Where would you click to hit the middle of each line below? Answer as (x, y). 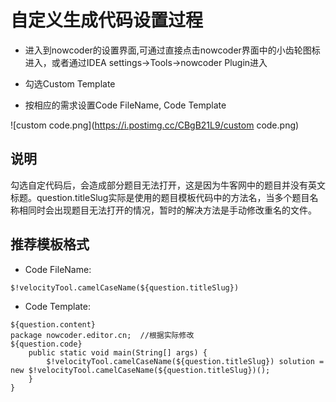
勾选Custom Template (70, 83)
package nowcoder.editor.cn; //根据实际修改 (102, 335)
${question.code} (46, 344)
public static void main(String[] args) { (118, 352)
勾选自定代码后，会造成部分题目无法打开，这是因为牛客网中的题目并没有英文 (168, 185)
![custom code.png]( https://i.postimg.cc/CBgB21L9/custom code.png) (155, 125)
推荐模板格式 (50, 244)
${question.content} (53, 324)
